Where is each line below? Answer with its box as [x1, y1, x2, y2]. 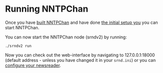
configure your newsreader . [5, 62, 61, 68]
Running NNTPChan [5, 3, 89, 15]
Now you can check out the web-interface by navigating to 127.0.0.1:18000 [5, 52, 155, 58]
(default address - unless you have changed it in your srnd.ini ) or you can [5, 57, 156, 63]
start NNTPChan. [5, 24, 40, 30]
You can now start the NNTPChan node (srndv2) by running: [5, 34, 127, 40]
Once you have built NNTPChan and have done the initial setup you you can [5, 19, 158, 25]
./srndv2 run [5, 43, 32, 48]
